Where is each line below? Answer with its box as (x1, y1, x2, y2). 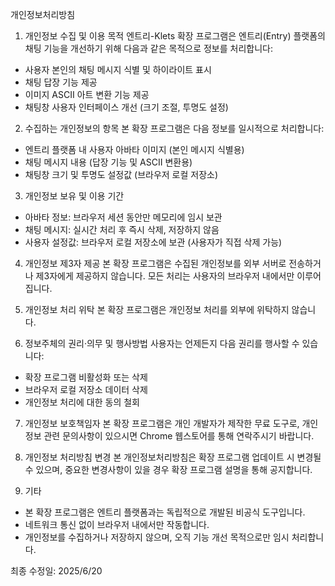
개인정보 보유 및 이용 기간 (24, 190, 125, 202)
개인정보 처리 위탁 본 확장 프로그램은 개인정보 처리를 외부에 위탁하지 (24, 304, 290, 315)
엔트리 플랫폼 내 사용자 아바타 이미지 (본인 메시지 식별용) (24, 144, 245, 155)
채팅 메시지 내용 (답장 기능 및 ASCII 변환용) (24, 156, 193, 168)
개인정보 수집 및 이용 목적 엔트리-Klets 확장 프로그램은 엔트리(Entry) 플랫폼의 (24, 30, 326, 42)
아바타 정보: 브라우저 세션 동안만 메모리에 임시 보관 (24, 211, 223, 223)
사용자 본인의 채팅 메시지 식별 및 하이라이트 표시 (24, 64, 212, 75)
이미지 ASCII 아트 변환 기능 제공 (24, 89, 150, 100)
